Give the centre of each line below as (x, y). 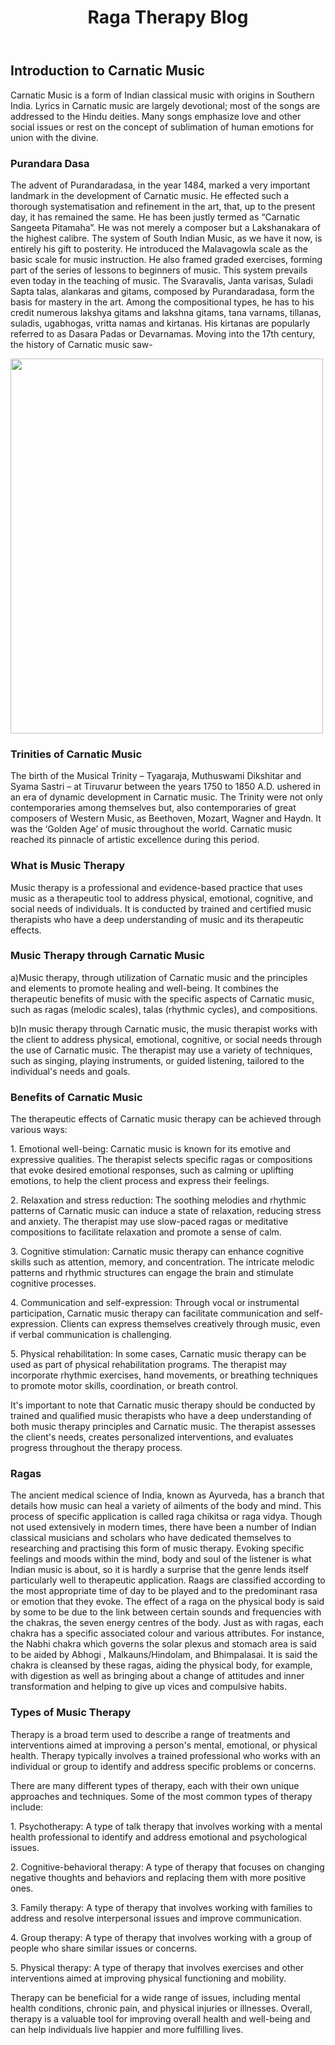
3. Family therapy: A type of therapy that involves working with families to (161, 1907)
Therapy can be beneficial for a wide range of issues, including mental (155, 1997)
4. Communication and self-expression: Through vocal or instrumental (155, 1303)
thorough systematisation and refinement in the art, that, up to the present (163, 206)
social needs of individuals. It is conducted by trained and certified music (161, 908)
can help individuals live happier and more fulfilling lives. (127, 2029)
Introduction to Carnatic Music (107, 71)
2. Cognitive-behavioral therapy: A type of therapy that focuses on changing (167, 1867)
